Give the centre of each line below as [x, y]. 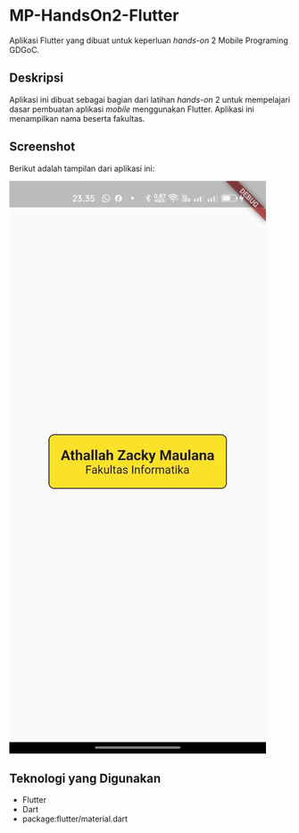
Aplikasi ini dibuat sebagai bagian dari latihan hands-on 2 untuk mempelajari [150, 99]
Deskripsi [37, 78]
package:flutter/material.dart [75, 819]
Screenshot [42, 147]
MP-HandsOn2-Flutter [94, 16]
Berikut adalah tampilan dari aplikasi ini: [82, 168]
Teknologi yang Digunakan [85, 778]
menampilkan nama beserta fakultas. [77, 118]
